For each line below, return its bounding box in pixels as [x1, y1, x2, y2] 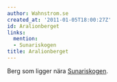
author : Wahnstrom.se [7, 10, 69, 17]
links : [7, 29, 26, 36]
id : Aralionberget [7, 23, 60, 29]
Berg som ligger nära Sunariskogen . [7, 66, 108, 75]
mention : [13, 36, 38, 42]
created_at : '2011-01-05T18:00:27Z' [7, 16, 112, 23]
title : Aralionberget [7, 49, 69, 55]
